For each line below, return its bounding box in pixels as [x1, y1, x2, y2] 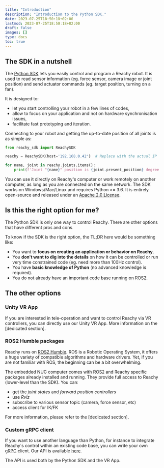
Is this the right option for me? [5, 206, 99, 214]
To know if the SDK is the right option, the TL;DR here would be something [5, 234, 156, 240]
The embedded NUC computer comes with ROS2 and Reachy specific [5, 369, 147, 375]
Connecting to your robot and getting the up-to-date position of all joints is [5, 130, 156, 136]
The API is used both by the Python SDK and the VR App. [5, 458, 121, 464]
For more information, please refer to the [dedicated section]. [5, 414, 129, 420]
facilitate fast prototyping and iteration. [12, 121, 91, 127]
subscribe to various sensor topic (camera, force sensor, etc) [12, 399, 136, 405]
